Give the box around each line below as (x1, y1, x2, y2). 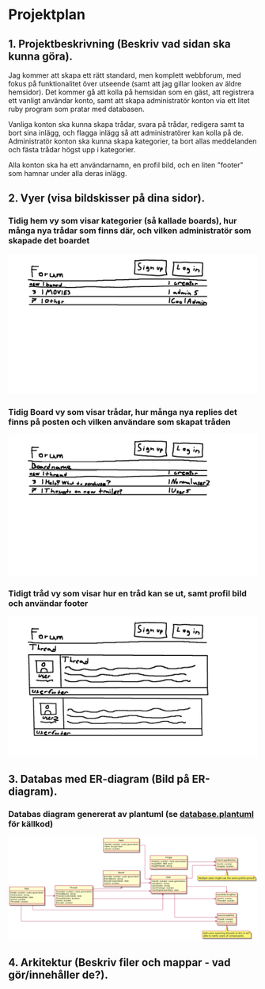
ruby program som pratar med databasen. (8, 105, 145, 113)
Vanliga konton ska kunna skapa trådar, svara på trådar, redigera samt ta (8, 120, 245, 128)
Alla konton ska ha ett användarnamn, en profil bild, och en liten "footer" (8, 160, 244, 170)
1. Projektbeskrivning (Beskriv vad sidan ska (8, 37, 231, 51)
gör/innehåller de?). (8, 968, 108, 981)
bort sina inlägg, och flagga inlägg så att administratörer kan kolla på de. (8, 128, 244, 137)
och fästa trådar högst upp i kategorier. (8, 145, 136, 154)
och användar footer (8, 597, 89, 608)
